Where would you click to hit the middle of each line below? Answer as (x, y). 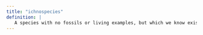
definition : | (24, 17)
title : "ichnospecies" (35, 12)
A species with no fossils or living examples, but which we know (100, 23)
